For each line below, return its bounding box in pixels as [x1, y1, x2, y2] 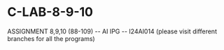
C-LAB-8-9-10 [7, 4, 93, 20]
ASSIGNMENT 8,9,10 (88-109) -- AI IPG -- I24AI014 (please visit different [7, 27, 217, 35]
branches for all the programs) [7, 34, 96, 42]
